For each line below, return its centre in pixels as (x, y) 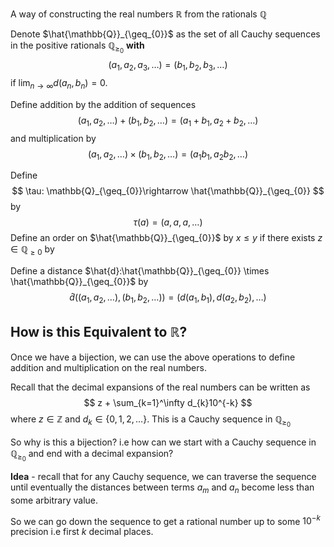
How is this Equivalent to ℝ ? (99, 332)
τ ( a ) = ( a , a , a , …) (168, 222)
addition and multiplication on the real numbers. (108, 367)
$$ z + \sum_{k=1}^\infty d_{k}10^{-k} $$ (168, 402)
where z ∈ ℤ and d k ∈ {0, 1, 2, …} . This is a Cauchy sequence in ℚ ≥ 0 (151, 420)
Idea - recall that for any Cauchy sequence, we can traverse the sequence (163, 476)
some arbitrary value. (54, 500)
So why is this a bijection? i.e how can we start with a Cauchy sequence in (163, 442)
